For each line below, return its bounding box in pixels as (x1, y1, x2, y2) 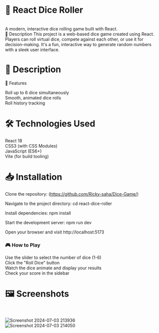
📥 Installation (5, 172, 62, 182)
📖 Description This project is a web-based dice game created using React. (5, 31, 155, 37)
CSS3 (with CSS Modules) (5, 143, 58, 149)
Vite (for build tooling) (5, 153, 49, 159)
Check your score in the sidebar (5, 270, 70, 276)
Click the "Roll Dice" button (5, 260, 60, 266)
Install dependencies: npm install (5, 210, 71, 216)
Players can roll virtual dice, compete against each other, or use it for (5, 36, 144, 42)
